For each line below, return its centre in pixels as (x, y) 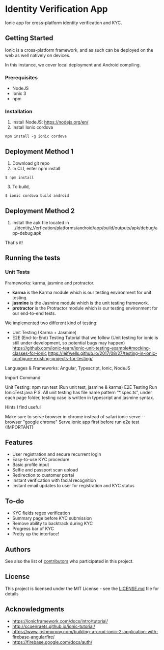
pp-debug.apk (27, 233)
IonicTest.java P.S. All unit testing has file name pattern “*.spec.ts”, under (79, 392)
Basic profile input (30, 465)
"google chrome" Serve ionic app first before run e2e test (81, 422)
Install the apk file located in (41, 222)
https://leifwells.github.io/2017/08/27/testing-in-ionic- (102, 353)
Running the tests (33, 258)
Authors (18, 549)
